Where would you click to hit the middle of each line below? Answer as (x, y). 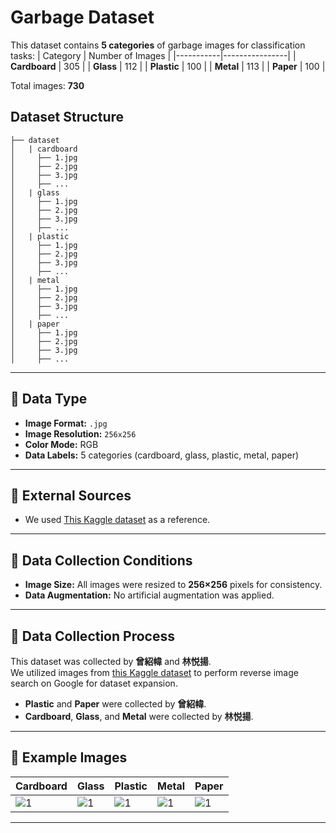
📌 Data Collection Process (92, 636)
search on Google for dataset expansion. (94, 683)
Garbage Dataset (82, 17)
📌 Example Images (69, 757)
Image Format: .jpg (66, 423)
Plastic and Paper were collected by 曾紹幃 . (115, 704)
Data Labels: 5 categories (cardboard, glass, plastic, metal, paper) (162, 455)
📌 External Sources (71, 495)
